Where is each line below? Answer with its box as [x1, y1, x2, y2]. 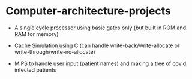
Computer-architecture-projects [5, 4, 172, 18]
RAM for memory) [14, 30, 59, 37]
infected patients [14, 66, 56, 73]
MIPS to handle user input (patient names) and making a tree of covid [14, 60, 187, 67]
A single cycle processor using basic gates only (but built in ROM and [14, 24, 187, 31]
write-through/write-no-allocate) [14, 48, 95, 55]
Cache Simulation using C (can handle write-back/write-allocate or [14, 42, 180, 49]
